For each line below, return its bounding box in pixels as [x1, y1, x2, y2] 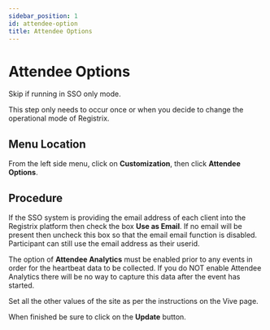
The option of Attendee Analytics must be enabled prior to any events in [8, 254, 254, 264]
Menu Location [8, 137, 87, 151]
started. [8, 280, 35, 290]
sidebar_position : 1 [8, 11, 79, 20]
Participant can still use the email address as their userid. [8, 238, 200, 249]
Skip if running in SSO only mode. [8, 89, 121, 99]
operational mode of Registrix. [8, 113, 110, 123]
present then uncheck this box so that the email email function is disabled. [8, 230, 258, 240]
